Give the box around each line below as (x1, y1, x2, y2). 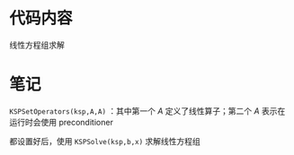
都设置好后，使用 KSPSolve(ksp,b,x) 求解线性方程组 (9, 135, 200, 146)
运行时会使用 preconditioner (9, 116, 114, 127)
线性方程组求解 (9, 39, 65, 50)
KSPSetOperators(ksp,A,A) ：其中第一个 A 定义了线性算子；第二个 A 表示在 (9, 105, 286, 116)
